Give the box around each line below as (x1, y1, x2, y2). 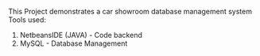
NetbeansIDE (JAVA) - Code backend (19, 31, 143, 39)
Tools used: (8, 15, 46, 24)
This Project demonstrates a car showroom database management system (8, 7, 253, 16)
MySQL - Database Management (19, 39, 128, 48)
